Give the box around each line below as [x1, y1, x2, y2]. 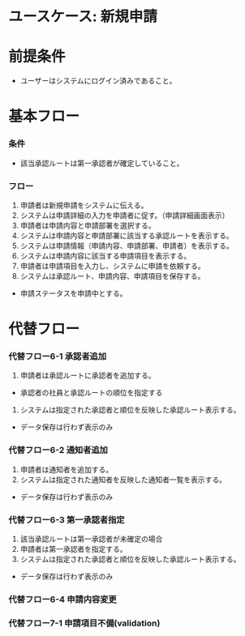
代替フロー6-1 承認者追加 [8, 351, 107, 362]
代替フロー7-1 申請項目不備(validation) [8, 617, 161, 629]
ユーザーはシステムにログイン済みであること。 [19, 76, 177, 86]
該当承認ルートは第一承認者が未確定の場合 [19, 534, 163, 544]
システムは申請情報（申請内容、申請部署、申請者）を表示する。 [19, 241, 234, 250]
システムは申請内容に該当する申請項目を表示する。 [19, 250, 191, 260]
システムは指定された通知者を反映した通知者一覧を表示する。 [19, 475, 227, 484]
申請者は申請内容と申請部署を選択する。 [19, 220, 156, 230]
